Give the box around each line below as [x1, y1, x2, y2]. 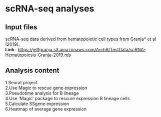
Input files [5, 23, 37, 31]
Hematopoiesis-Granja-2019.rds [5, 52, 71, 58]
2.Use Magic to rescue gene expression [5, 85, 87, 91]
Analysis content [5, 66, 59, 75]
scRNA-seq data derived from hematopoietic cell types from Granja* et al [5, 36, 156, 42]
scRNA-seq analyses [5, 3, 94, 14]
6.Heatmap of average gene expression [5, 106, 86, 112]
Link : [5, 47, 17, 52]
